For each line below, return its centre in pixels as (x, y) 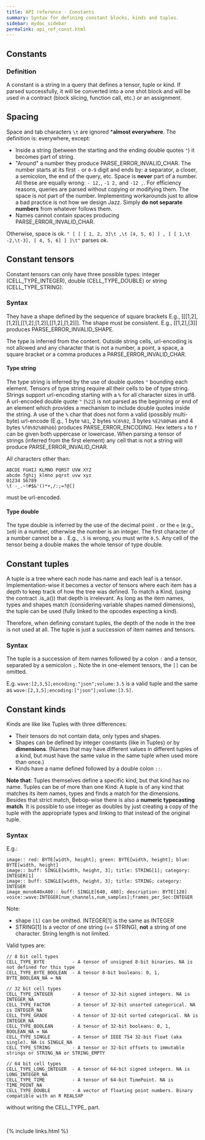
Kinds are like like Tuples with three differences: (67, 724)
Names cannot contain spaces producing (67, 215)
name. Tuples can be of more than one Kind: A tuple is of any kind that (95, 787)
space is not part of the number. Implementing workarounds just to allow (107, 195)
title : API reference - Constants (50, 12)
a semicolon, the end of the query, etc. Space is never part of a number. (106, 176)
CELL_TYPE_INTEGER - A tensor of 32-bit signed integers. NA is (98, 994)
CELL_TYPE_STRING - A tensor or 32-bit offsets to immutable (95, 1048)
